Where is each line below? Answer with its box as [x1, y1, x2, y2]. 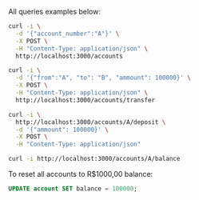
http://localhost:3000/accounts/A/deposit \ [15, 118, 166, 126]
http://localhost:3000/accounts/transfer [15, 96, 156, 104]
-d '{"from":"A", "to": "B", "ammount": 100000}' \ [15, 74, 192, 82]
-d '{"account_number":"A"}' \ [15, 30, 120, 38]
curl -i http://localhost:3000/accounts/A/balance [8, 155, 181, 163]
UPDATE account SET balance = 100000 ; [8, 185, 137, 193]
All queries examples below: [8, 7, 101, 16]
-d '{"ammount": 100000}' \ [15, 126, 109, 134]
